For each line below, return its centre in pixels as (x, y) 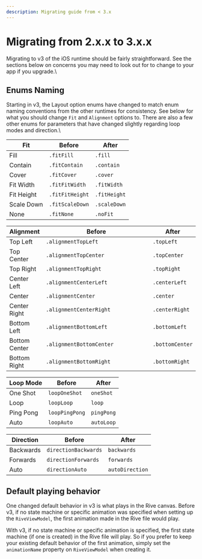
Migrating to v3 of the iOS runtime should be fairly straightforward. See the (99, 59)
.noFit (104, 214)
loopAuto (60, 423)
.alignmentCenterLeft (77, 283)
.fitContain (66, 165)
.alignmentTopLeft (72, 242)
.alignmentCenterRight (78, 310)
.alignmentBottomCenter (80, 344)
